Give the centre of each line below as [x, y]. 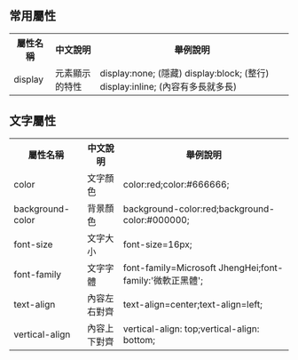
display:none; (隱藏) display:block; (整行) [184, 73]
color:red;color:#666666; [176, 184]
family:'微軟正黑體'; [163, 280]
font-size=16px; [157, 244]
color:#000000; [156, 220]
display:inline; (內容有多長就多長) [169, 86]
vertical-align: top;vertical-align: [191, 329]
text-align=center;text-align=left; [193, 304]
